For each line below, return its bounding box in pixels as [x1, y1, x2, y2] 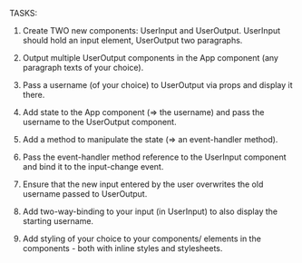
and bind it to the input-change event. [22, 161, 164, 171]
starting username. [22, 216, 93, 226]
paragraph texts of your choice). [22, 63, 144, 73]
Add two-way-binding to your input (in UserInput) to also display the [22, 206, 278, 217]
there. [22, 90, 45, 100]
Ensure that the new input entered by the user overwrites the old [22, 179, 264, 190]
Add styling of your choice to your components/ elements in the [22, 233, 261, 244]
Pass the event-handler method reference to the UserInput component [22, 151, 287, 162]
